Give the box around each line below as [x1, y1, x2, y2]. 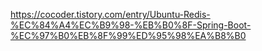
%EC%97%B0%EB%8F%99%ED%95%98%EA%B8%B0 [10, 30, 247, 41]
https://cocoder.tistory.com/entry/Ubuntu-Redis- [10, 9, 211, 20]
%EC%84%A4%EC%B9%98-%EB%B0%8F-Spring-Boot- [10, 19, 252, 31]
